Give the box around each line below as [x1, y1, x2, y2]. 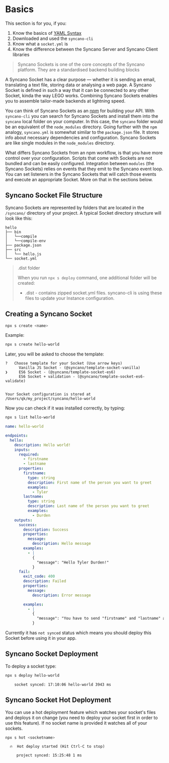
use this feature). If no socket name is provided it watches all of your [5, 720, 147, 726]
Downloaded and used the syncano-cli [12, 35, 94, 41]
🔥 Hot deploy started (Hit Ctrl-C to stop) [10, 744, 105, 749]
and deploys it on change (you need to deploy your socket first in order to [5, 715, 158, 721]
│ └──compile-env [5, 238, 46, 243]
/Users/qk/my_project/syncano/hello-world [5, 396, 96, 401]
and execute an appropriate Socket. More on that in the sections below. [5, 176, 153, 182]
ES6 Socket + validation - [18, 374, 75, 379]
